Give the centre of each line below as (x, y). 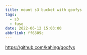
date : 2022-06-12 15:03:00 (33, 28)
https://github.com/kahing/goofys (40, 47)
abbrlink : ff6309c (24, 33)
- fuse (17, 24)
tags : (11, 14)
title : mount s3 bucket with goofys (43, 10)
